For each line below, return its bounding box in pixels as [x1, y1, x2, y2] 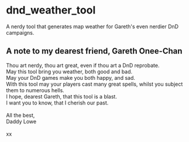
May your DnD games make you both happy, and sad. [6, 74, 136, 81]
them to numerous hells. [6, 86, 64, 94]
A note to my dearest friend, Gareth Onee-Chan [6, 46, 183, 56]
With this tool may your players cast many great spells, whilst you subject [6, 80, 183, 87]
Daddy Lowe [6, 118, 37, 125]
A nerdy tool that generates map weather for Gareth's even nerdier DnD [6, 23, 179, 30]
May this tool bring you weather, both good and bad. [6, 68, 133, 75]
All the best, [6, 111, 35, 119]
